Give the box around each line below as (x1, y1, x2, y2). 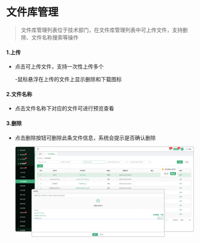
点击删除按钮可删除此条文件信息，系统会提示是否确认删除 (14, 134, 156, 141)
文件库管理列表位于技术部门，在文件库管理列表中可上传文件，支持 (20, 26, 183, 33)
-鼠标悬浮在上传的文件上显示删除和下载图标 (14, 76, 122, 83)
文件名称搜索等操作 (31, 33, 79, 41)
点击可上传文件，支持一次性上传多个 (14, 63, 104, 70)
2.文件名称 (6, 90, 33, 97)
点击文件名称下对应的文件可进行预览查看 (14, 105, 114, 112)
